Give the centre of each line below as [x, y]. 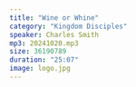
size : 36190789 [38, 52]
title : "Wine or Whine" [54, 18]
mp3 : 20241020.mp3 [44, 43]
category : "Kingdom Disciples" [68, 26]
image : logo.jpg [40, 69]
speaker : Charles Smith [54, 34]
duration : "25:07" [44, 60]
